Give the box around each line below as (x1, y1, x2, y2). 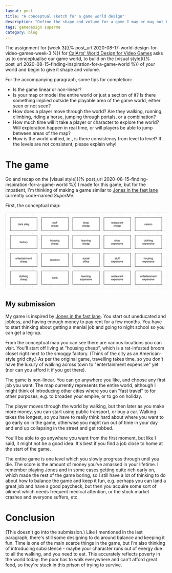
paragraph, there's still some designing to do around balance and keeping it (5, 534, 165, 541)
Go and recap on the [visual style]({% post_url (5, 176, 103, 182)
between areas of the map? (12, 130, 71, 136)
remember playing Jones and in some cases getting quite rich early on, (5, 467, 156, 473)
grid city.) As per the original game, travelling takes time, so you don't (16, 356, 164, 362)
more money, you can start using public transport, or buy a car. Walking (5, 409, 157, 415)
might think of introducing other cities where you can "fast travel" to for (5, 388, 156, 394)
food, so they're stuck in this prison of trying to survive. (5, 562, 122, 568)
